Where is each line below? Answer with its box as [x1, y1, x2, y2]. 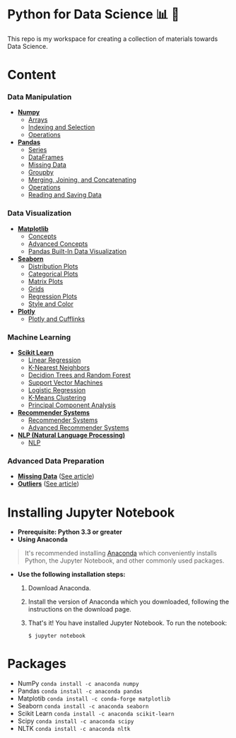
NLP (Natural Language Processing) [17, 431, 126, 440]
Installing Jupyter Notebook [7, 504, 175, 520]
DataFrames [28, 153, 64, 162]
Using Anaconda [17, 535, 69, 544]
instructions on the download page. [28, 605, 132, 614]
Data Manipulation [7, 92, 72, 102]
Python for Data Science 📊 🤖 [7, 6, 180, 23]
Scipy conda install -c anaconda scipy [17, 717, 134, 725]
